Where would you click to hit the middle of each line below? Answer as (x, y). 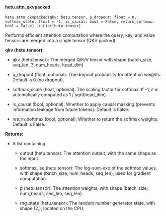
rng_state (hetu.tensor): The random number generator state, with (87, 203)
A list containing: (30, 144)
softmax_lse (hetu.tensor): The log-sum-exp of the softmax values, (88, 168)
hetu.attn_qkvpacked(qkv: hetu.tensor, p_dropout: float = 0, (71, 17)
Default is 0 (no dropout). (38, 80)
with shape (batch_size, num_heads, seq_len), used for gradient (85, 173)
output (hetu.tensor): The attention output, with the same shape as (88, 153)
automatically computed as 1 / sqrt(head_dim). (60, 95)
